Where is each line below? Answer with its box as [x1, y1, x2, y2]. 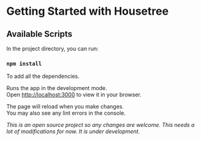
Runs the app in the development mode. [6, 85, 107, 92]
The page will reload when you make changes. [6, 103, 124, 110]
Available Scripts [6, 29, 72, 39]
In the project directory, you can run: [6, 45, 99, 52]
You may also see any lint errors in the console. [6, 109, 126, 117]
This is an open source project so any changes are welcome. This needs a [6, 121, 195, 129]
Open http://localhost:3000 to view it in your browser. [6, 91, 142, 99]
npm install [6, 60, 42, 67]
